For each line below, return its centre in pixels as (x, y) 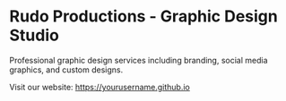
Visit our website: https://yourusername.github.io (100, 87)
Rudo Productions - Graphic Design (143, 17)
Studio (35, 35)
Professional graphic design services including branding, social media (139, 60)
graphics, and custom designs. (66, 70)
